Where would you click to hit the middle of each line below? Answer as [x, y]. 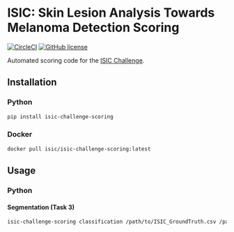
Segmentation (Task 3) [41, 207]
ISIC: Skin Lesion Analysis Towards [111, 13]
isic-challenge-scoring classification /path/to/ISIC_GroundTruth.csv [112, 222]
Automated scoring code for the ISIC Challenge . [76, 60]
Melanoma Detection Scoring [93, 28]
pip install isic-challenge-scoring [60, 116]
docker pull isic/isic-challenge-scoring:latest [79, 149]
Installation [32, 83]
